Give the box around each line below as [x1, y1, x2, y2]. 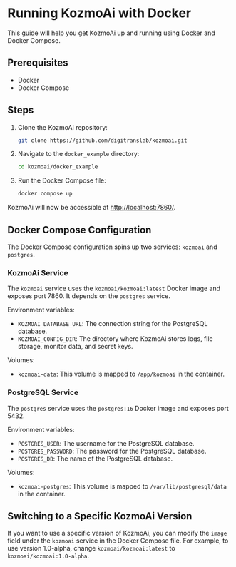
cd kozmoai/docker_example [17, 163, 98, 170]
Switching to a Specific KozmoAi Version [7, 510, 193, 522]
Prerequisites [7, 57, 68, 69]
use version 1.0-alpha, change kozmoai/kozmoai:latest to [7, 544, 176, 553]
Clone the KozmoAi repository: [17, 123, 108, 131]
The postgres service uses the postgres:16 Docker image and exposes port [7, 404, 230, 412]
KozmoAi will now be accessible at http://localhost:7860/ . [7, 203, 176, 212]
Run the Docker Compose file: [17, 176, 106, 185]
